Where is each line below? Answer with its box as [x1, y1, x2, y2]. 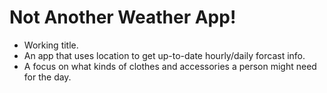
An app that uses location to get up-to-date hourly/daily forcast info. [23, 49, 306, 61]
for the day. [23, 71, 72, 83]
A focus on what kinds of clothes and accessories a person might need [23, 60, 317, 72]
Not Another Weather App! [9, 6, 237, 29]
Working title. [23, 39, 79, 51]
